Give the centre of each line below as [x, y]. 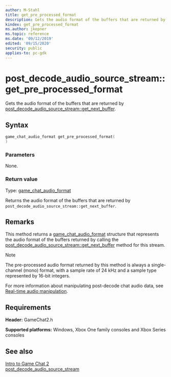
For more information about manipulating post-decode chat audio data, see [84, 286]
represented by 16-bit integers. [38, 276]
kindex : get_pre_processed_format [42, 24]
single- [159, 265]
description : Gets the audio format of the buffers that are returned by [86, 19]
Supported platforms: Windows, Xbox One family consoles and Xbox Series [86, 330]
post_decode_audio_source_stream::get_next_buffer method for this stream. [85, 245]
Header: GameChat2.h [29, 320]
